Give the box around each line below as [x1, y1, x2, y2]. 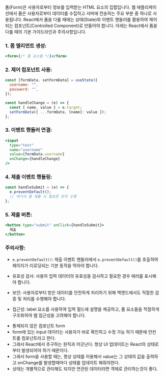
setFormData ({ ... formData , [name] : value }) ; [9, 110, 107, 115]
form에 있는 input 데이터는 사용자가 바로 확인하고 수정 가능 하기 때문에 [12, 329, 147, 335]
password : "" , [9, 87, 38, 92]
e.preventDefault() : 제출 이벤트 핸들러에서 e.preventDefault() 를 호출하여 [12, 257, 159, 262]
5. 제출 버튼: [5, 211, 33, 218]
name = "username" [9, 147, 43, 152]
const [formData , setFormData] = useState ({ [5, 78, 98, 83]
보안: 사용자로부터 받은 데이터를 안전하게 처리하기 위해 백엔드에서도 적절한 [12, 289, 154, 296]
